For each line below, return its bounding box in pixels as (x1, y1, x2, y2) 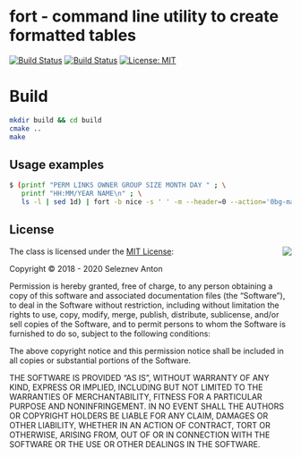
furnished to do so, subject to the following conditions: (9, 328, 211, 339)
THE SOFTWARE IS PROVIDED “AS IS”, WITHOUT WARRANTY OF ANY (9, 372, 270, 383)
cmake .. (9, 123, 42, 133)
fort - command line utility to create (9, 6, 279, 27)
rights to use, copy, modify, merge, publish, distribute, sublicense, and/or (9, 309, 279, 319)
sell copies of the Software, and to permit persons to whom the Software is (9, 318, 287, 329)
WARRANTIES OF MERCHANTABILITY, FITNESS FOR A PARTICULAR (9, 391, 262, 402)
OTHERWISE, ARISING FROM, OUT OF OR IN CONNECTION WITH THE (9, 429, 271, 440)
